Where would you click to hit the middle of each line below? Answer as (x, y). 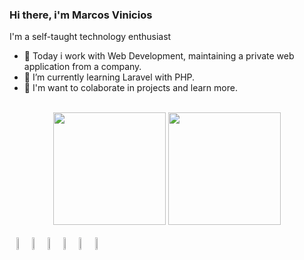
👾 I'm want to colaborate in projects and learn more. (130, 88)
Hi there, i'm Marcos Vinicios (81, 15)
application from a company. (82, 67)
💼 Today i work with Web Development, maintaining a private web (159, 56)
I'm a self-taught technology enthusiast (90, 37)
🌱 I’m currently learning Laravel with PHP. (109, 77)
